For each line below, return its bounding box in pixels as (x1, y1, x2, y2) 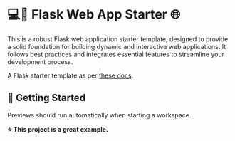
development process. (7, 57, 73, 66)
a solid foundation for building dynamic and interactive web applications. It (7, 42, 226, 51)
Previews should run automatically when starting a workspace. (7, 110, 192, 119)
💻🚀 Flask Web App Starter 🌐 (7, 6, 181, 23)
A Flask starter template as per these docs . (7, 71, 134, 80)
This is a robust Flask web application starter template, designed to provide (7, 34, 229, 43)
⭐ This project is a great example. (7, 125, 109, 133)
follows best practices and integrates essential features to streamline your (7, 50, 224, 58)
